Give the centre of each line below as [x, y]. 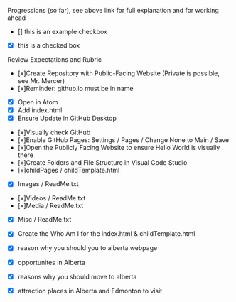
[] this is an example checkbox [63, 32]
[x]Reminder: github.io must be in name [75, 89]
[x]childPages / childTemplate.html [69, 171]
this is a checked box [49, 45]
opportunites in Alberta [52, 262]
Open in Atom [38, 102]
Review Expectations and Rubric [54, 60]
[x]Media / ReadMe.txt [50, 206]
